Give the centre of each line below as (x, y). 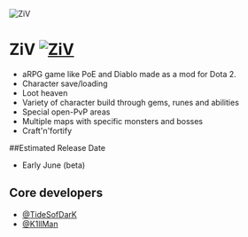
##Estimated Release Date (58, 147)
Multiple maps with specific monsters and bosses (112, 121)
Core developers (56, 193)
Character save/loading (65, 83)
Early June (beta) (54, 165)
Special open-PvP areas (66, 112)
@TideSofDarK (49, 214)
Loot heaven (45, 92)
